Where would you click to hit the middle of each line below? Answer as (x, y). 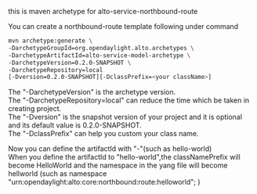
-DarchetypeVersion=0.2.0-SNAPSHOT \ (70, 63)
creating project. (35, 109)
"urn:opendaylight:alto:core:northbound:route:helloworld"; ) (105, 182)
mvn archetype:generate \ (50, 41)
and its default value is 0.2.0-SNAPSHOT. (75, 125)
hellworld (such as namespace (58, 174)
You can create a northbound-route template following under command (123, 26)
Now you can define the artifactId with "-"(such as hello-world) (110, 149)
